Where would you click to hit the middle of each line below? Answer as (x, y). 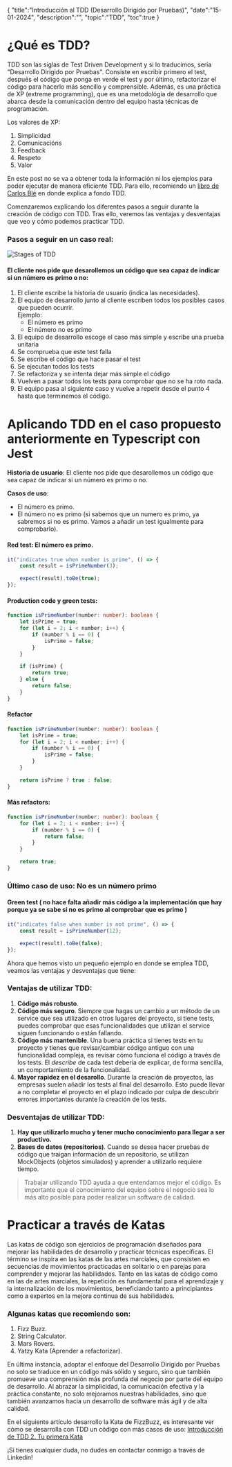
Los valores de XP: (34, 122)
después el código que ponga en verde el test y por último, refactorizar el (112, 79)
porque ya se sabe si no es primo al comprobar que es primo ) (97, 910)
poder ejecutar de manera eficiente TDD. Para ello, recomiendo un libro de (113, 186)
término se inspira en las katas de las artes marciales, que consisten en (109, 1259)
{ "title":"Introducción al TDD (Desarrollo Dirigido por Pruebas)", (98, 10)
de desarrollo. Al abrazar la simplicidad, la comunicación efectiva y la (106, 1387)
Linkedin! (20, 1457)
